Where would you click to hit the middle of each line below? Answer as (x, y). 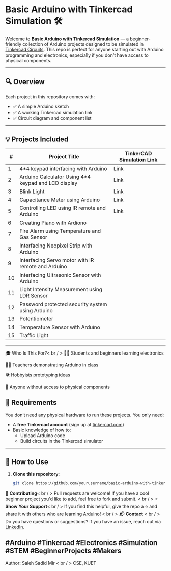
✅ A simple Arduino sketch (41, 106)
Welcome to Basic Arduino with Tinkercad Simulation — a (67, 39)
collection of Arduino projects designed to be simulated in (83, 44)
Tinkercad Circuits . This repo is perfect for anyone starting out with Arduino (84, 49)
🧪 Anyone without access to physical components (58, 387)
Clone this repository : (36, 474)
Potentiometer (36, 318)
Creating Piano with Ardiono (53, 223)
